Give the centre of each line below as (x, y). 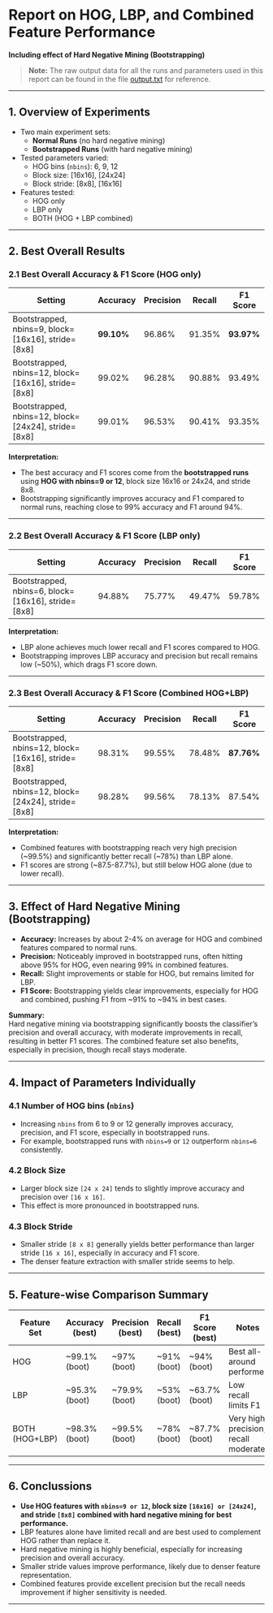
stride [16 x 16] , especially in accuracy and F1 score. (110, 1253)
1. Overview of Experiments (79, 112)
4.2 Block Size (37, 1170)
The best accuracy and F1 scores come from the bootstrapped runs (134, 473)
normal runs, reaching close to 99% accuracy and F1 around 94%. (131, 507)
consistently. (41, 1149)
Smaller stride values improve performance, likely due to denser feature (140, 1566)
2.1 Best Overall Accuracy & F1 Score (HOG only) (105, 275)
